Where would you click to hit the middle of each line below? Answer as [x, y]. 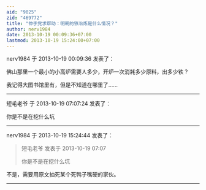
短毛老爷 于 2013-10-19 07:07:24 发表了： [59, 104]
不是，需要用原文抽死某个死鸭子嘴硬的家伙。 [63, 174]
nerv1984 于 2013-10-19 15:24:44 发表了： [60, 135]
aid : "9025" [21, 12]
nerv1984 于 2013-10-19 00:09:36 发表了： [60, 59]
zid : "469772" [25, 18]
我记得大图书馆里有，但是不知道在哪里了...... [62, 85]
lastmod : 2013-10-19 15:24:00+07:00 [53, 40]
